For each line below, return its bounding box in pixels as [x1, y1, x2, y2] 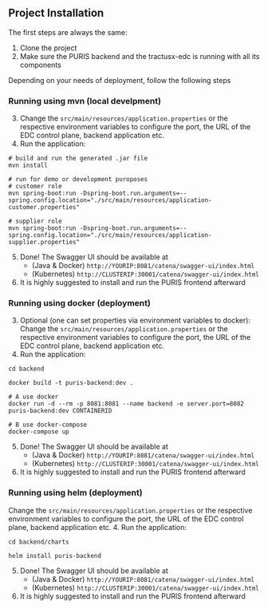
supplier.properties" [8, 239, 81, 247]
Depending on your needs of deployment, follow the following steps [8, 75, 231, 85]
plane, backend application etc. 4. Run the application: [8, 522, 187, 532]
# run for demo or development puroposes [8, 176, 148, 184]
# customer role [8, 183, 62, 191]
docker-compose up [8, 428, 69, 436]
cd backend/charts [8, 538, 69, 546]
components [19, 60, 61, 69]
